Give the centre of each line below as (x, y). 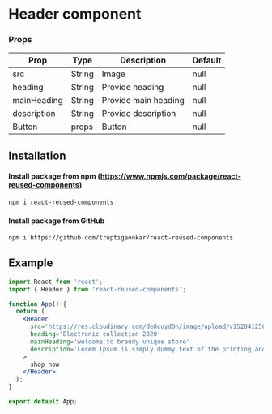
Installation (37, 155)
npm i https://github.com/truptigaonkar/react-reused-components (121, 238)
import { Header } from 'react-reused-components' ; (97, 289)
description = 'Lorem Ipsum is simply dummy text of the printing (140, 349)
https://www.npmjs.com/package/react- (170, 176)
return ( (30, 312)
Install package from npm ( (55, 176)
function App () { (38, 304)
